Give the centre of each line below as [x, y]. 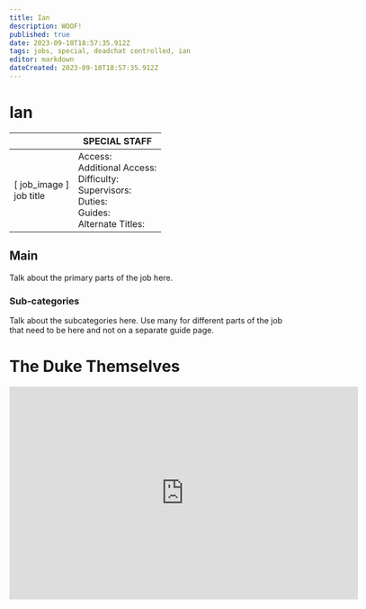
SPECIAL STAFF [117, 141]
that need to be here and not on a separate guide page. [112, 330]
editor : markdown [42, 59]
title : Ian [30, 18]
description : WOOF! [46, 26]
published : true [40, 34]
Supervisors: [105, 190]
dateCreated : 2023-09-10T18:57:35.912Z [84, 68]
